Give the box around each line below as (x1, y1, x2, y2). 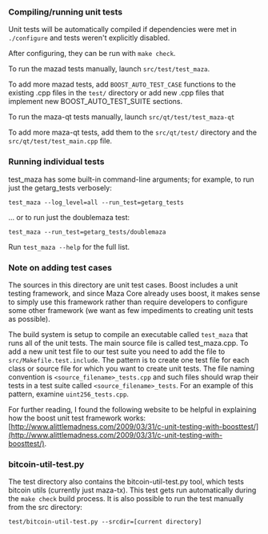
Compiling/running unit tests (8, 6, 123, 18)
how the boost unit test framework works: (8, 413, 146, 423)
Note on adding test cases (8, 262, 112, 273)
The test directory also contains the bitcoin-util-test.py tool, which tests (8, 477, 244, 487)
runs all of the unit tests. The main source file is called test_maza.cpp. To (8, 338, 249, 347)
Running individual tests (8, 156, 105, 167)
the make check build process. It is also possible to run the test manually (8, 494, 244, 504)
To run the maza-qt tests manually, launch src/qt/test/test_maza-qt (8, 112, 235, 122)
